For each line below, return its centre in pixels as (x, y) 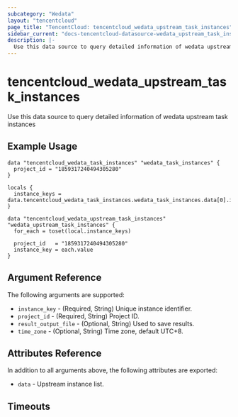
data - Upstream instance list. (61, 384)
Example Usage (42, 146)
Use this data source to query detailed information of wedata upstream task (118, 116)
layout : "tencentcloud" (42, 21)
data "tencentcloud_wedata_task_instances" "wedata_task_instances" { (114, 163)
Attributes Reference (55, 353)
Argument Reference (55, 278)
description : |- (31, 40)
